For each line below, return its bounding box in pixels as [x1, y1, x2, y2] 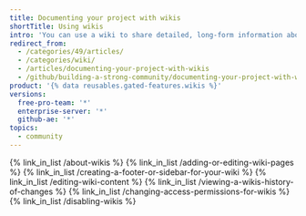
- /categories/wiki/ [17, 56, 96, 65]
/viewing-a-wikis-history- [198, 176, 294, 187]
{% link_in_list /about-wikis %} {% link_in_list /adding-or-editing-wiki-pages [9, 157, 294, 168]
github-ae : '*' [17, 115, 76, 124]
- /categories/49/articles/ [17, 47, 125, 57]
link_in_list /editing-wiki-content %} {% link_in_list [9, 176, 197, 187]
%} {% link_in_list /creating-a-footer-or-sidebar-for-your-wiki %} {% [9, 166, 267, 178]
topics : [9, 124, 39, 133]
